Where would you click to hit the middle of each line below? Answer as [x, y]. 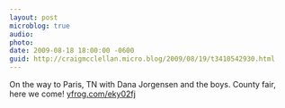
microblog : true [40, 26]
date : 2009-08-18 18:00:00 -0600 [72, 51]
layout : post [34, 17]
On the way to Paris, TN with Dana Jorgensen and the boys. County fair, [142, 84]
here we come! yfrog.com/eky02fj [73, 94]
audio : [22, 34]
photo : [22, 42]
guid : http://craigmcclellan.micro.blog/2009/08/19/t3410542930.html [142, 59]
